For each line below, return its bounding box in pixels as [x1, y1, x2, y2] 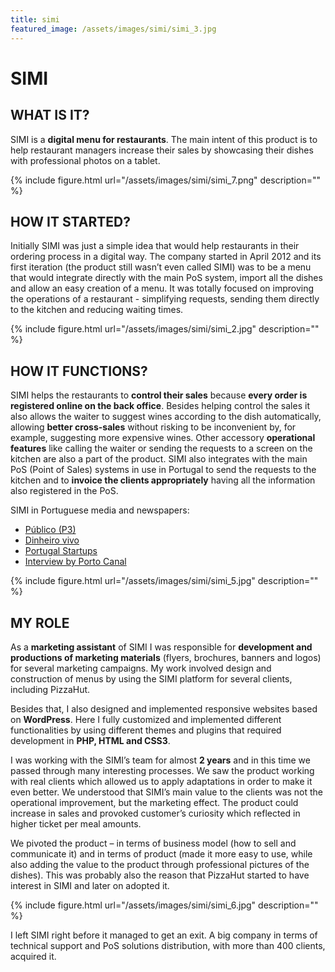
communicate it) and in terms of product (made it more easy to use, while [10, 847, 313, 860]
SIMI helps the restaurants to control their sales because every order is [10, 389, 308, 401]
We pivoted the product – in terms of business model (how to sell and [10, 837, 297, 849]
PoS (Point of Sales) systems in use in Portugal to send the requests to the [10, 464, 317, 476]
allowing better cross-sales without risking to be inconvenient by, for [10, 421, 297, 433]
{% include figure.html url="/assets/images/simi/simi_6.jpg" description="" [10, 899, 319, 911]
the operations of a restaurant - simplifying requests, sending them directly [10, 293, 320, 305]
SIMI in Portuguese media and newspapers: [10, 504, 190, 516]
